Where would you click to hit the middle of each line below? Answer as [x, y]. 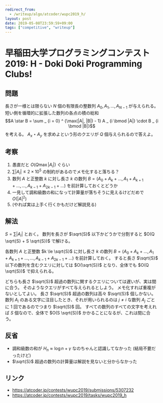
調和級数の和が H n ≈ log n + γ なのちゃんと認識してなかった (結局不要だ [84, 349]
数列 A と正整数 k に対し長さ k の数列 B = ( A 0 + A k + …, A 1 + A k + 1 [78, 179]
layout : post [18, 18]
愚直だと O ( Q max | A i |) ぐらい [41, 165]
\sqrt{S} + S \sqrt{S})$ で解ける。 [39, 241]
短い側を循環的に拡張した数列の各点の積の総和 [52, 113]
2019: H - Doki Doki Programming [74, 64]
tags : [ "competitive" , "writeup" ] [40, 28]
